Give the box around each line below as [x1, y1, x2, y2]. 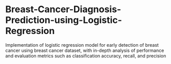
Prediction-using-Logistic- [5, 14, 122, 26]
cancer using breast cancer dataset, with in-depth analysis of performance [5, 47, 164, 53]
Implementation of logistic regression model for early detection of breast [5, 42, 159, 48]
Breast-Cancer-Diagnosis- [5, 4, 122, 15]
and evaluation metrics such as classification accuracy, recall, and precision [5, 52, 166, 59]
